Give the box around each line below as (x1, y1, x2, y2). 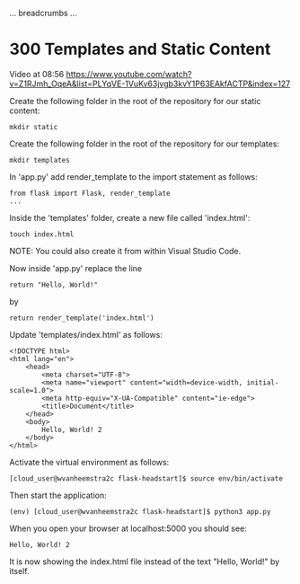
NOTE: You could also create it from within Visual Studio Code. (9, 245, 242, 256)
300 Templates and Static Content (9, 40, 271, 59)
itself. (9, 565, 30, 576)
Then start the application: (9, 490, 108, 500)
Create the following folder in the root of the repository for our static (9, 95, 261, 106)
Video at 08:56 (9, 68, 65, 79)
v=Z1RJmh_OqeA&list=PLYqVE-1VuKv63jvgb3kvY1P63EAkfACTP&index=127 (9, 78, 291, 89)
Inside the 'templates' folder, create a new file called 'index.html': (9, 212, 251, 223)
